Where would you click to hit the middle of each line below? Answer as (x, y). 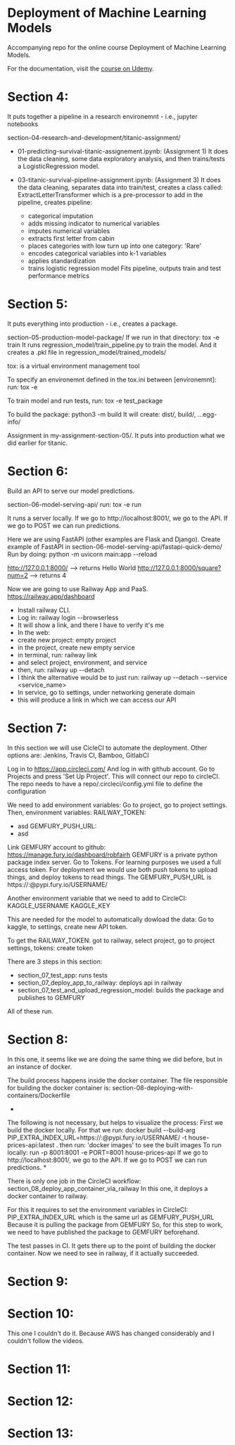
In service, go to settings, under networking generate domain (106, 692)
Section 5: (38, 304)
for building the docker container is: (59, 1087)
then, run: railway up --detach (61, 669)
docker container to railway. (47, 1196)
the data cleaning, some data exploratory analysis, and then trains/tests (121, 158)
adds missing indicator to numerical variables (94, 223)
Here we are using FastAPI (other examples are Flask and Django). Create (114, 539)
